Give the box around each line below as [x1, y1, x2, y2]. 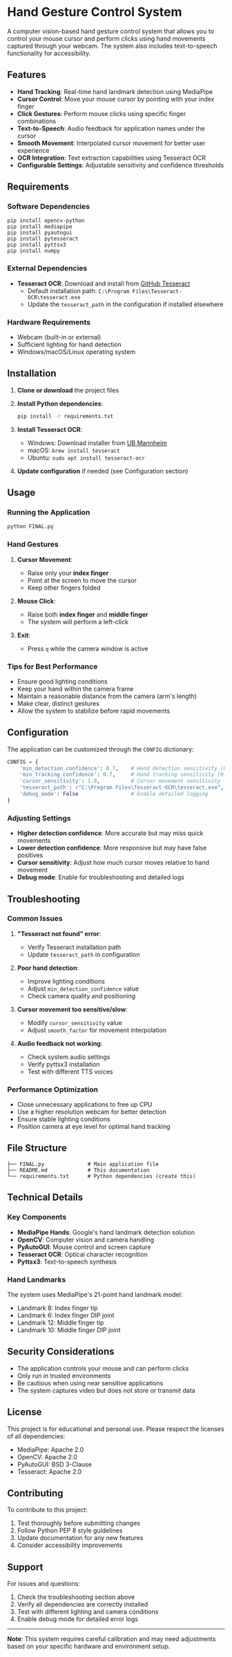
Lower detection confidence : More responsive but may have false [17, 844, 207, 852]
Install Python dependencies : [17, 399, 104, 408]
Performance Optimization [7, 1085, 99, 1094]
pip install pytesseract [7, 236, 79, 243]
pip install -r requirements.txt [17, 413, 114, 420]
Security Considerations [7, 1346, 115, 1358]
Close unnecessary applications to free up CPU [17, 1101, 153, 1109]
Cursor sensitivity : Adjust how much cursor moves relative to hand [17, 859, 209, 867]
